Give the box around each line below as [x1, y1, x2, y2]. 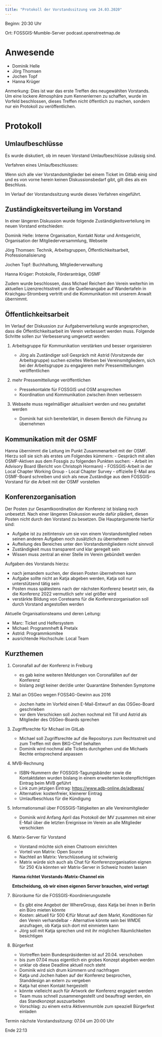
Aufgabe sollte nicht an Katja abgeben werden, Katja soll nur [12, 575, 133, 581]
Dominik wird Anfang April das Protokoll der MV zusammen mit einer [19, 814, 156, 820]
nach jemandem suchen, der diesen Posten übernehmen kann [12, 570, 136, 576]
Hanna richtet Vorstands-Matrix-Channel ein [12, 873, 104, 880]
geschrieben [19, 706, 44, 712]
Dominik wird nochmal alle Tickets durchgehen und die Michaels [19, 745, 148, 751]
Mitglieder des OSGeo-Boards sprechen [19, 716, 100, 722]
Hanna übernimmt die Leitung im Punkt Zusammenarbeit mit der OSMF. [5, 448, 147, 453]
